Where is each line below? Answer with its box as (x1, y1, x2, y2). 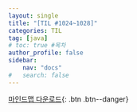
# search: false (8, 71, 69, 79)
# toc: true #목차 (8, 42, 66, 50)
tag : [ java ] (8, 34, 48, 42)
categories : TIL (8, 26, 62, 34)
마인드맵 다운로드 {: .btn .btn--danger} (8, 94, 129, 104)
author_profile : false (8, 49, 84, 57)
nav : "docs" (22, 64, 62, 72)
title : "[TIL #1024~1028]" (8, 19, 98, 27)
